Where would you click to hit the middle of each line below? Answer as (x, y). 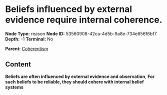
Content (18, 64)
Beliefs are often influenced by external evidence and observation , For (80, 76)
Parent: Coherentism (27, 48)
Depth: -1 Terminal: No (29, 39)
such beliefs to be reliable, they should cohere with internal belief (74, 81)
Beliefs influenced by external (69, 9)
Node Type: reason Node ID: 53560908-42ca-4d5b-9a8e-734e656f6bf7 (81, 33)
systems (14, 87)
